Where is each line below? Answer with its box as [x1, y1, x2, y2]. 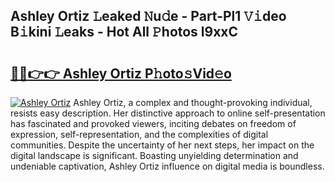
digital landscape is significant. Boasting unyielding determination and [10, 150, 299, 161]
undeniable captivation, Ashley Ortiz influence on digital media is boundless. [10, 160, 325, 172]
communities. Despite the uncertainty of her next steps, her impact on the [10, 139, 315, 151]
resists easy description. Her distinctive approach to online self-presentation [10, 107, 326, 119]
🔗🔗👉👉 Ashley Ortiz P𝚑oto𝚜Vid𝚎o [10, 65, 232, 82]
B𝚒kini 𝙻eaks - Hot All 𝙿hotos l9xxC [10, 24, 239, 41]
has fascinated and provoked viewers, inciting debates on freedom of [10, 118, 297, 129]
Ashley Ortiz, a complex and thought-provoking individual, [73, 97, 313, 108]
